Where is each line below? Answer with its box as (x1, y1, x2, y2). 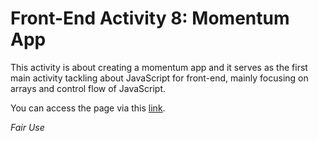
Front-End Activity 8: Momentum (10, 7, 290, 30)
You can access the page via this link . (10, 102, 166, 114)
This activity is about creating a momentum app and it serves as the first (10, 61, 308, 73)
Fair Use (10, 121, 45, 133)
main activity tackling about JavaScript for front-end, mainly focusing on (10, 72, 309, 84)
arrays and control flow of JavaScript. (10, 82, 167, 94)
